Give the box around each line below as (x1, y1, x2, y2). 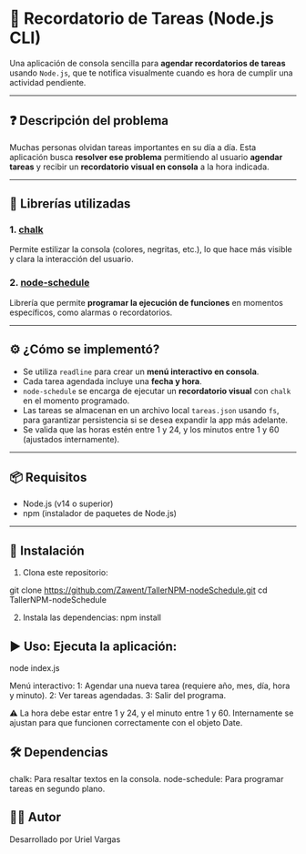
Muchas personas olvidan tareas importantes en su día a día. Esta (9, 141, 257, 153)
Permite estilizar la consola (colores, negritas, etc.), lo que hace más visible (9, 244, 293, 255)
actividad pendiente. (9, 76, 87, 87)
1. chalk (9, 223, 44, 236)
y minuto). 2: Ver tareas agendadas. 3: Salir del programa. (9, 689, 227, 700)
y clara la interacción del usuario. (9, 254, 134, 265)
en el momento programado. (22, 395, 130, 406)
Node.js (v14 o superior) (22, 498, 114, 509)
